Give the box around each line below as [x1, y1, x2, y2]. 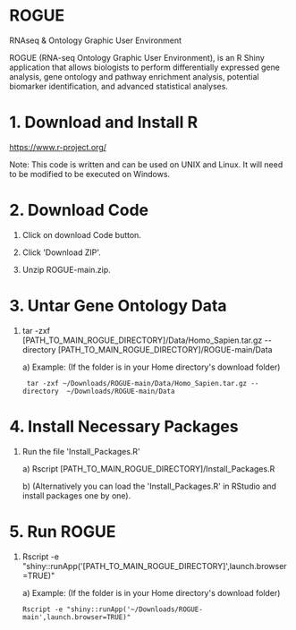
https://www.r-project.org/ [9, 141, 107, 152]
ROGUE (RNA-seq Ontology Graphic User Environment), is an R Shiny [9, 52, 266, 63]
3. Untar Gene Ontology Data [9, 296, 227, 316]
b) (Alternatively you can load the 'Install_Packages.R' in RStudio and [21, 481, 277, 491]
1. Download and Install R [9, 113, 199, 132]
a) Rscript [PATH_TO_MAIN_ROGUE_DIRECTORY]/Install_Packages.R [21, 463, 275, 474]
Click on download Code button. [21, 229, 141, 240]
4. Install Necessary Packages [9, 416, 239, 437]
